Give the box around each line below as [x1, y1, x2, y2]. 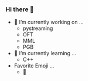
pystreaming [22, 25, 53, 32]
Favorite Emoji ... [13, 62, 54, 69]
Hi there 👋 [5, 5, 35, 14]
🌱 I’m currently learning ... [13, 50, 77, 57]
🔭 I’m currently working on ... [13, 19, 84, 26]
